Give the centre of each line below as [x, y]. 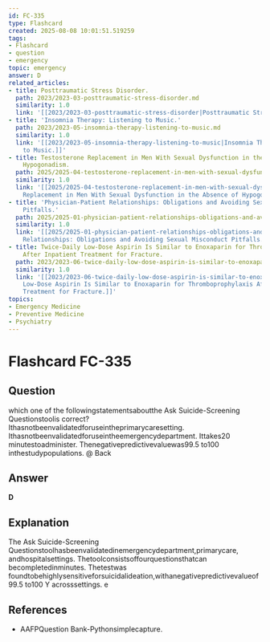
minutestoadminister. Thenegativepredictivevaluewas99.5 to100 [114, 444]
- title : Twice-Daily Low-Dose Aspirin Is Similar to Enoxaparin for [127, 247]
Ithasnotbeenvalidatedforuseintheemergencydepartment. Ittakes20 [119, 436]
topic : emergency [37, 68]
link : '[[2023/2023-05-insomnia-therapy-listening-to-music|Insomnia [134, 142]
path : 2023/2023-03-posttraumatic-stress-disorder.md [107, 98]
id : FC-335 [27, 16]
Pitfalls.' [41, 209]
